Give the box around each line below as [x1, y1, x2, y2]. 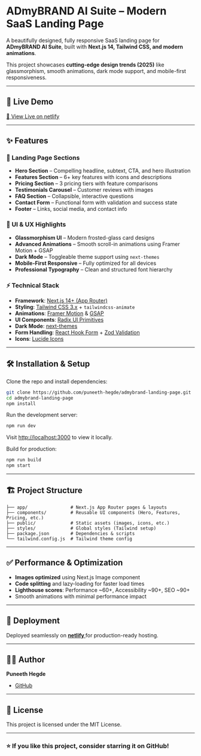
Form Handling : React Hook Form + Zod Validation [14, 329, 141, 336]
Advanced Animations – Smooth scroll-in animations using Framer [14, 240, 181, 247]
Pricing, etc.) [6, 515, 44, 521]
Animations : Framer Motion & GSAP [14, 310, 104, 317]
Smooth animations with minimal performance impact [14, 592, 147, 600]
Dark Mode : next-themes [14, 322, 78, 330]
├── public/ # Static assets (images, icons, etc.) [6, 520, 170, 526]
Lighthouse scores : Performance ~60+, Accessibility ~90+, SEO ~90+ [14, 586, 190, 594]
